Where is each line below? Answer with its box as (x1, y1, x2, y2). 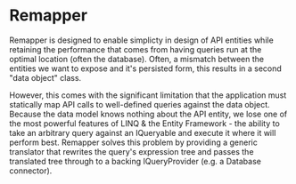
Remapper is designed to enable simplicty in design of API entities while (9, 35, 274, 45)
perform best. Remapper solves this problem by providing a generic (9, 137, 259, 148)
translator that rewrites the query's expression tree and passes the (9, 146, 254, 156)
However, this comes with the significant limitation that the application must (9, 90, 287, 100)
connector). (9, 165, 53, 176)
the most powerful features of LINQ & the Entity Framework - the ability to (9, 117, 281, 129)
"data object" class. (9, 72, 82, 83)
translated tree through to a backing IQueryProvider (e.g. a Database (9, 156, 261, 166)
